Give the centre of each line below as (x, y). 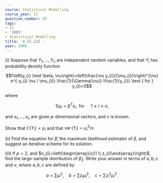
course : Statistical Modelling (37, 10)
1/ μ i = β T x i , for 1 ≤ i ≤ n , (82, 106)
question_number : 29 (26, 19)
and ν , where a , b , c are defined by (40, 165)
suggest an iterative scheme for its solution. (49, 144)
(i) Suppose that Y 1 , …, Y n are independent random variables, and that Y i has (81, 60)
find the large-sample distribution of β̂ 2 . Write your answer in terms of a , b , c (82, 159)
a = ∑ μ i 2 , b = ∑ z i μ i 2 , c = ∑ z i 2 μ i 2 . (82, 175)
